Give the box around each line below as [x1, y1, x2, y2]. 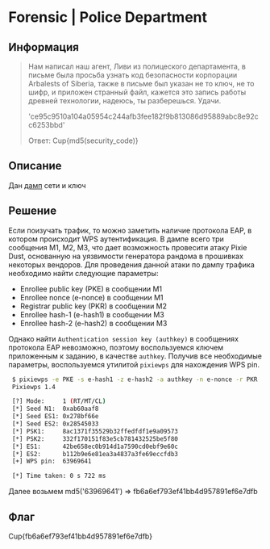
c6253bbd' [27, 120, 65, 129]
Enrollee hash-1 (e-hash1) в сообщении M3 [19, 309, 165, 319]
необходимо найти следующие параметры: [8, 268, 159, 278]
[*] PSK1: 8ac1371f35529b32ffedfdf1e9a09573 [11, 427, 179, 435]
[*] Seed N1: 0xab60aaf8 [11, 404, 99, 413]
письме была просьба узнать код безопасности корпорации [27, 70, 238, 80]
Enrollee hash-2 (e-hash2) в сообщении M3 [19, 318, 168, 328]
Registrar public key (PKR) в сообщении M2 [19, 301, 168, 311]
